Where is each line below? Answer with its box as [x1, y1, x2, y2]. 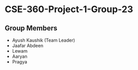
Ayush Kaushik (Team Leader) [12, 37, 76, 43]
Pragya [12, 59, 27, 64]
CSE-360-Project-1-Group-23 [5, 4, 133, 15]
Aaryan [12, 53, 27, 59]
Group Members [5, 24, 58, 32]
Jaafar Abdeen [12, 43, 44, 49]
